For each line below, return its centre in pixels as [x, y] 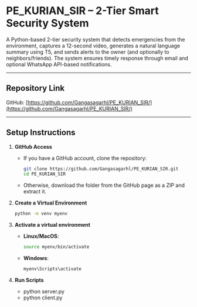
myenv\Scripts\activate [52, 269]
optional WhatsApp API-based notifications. [59, 64]
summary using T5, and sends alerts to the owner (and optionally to [88, 52]
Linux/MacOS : [41, 236]
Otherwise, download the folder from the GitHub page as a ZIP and [104, 185]
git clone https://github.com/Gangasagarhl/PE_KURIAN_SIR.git [101, 169]
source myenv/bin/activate [56, 247]
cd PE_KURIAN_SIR [45, 174]
